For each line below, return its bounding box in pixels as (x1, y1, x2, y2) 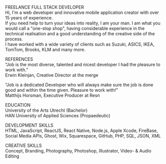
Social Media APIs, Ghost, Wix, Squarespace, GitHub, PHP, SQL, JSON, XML (5, 133, 161, 139)
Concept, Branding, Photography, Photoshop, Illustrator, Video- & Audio (5, 148, 152, 154)
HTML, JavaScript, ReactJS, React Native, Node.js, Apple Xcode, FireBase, (5, 128, 158, 134)
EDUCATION (5, 102, 31, 108)
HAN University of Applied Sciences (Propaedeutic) (5, 113, 111, 119)
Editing (5, 153, 20, 159)
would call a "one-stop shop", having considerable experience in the (5, 25, 145, 31)
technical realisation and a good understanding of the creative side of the (5, 31, 155, 36)
